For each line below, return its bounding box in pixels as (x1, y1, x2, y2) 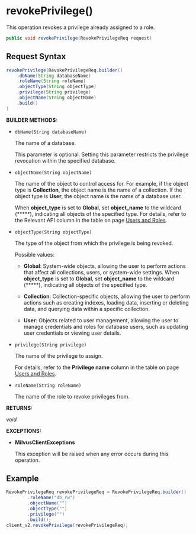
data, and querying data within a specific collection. (23, 305, 150, 312)
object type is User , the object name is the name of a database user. (14, 192, 182, 199)
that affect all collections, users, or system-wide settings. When (23, 268, 179, 276)
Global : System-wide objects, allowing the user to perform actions (23, 262, 186, 270)
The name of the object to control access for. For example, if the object (14, 180, 188, 187)
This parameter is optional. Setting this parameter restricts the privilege (14, 151, 189, 158)
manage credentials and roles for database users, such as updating (23, 323, 188, 330)
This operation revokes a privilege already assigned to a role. (6, 24, 155, 31)
